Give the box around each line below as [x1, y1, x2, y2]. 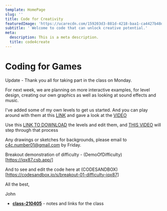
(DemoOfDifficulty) [83, 152, 123, 158]
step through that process [5, 127, 59, 133]
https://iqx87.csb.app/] [6, 157, 54, 162]
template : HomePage [5, 7, 46, 12]
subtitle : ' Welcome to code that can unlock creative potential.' [5, 26, 148, 31]
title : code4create [9, 40, 50, 45]
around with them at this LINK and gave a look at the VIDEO [5, 112, 127, 118]
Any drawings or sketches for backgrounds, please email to [5, 137, 127, 143]
